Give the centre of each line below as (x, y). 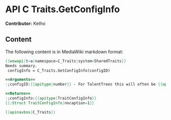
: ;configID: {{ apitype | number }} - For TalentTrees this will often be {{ (84, 84)
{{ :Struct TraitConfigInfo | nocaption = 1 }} (50, 103)
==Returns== (18, 94)
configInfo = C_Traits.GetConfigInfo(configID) (59, 70)
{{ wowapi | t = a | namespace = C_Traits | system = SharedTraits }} (66, 61)
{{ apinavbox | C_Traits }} (31, 112)
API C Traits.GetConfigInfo (63, 9)
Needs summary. (21, 66)
